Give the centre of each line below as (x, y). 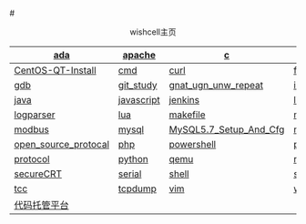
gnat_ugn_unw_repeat (216, 85)
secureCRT (38, 174)
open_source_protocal (62, 144)
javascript (139, 100)
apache (139, 55)
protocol (32, 159)
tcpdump (138, 188)
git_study (138, 85)
